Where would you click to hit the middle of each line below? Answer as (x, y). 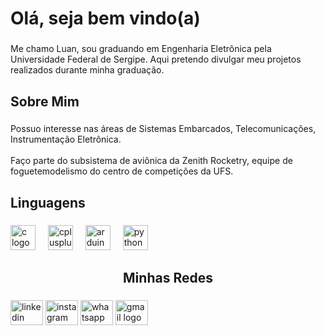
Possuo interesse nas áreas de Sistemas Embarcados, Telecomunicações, (163, 129)
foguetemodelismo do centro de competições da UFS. (122, 171)
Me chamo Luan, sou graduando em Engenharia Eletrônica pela (141, 49)
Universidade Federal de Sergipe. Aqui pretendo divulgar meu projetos (156, 59)
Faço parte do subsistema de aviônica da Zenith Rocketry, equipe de (151, 161)
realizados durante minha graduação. (87, 70)
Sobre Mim (45, 101)
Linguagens (48, 202)
